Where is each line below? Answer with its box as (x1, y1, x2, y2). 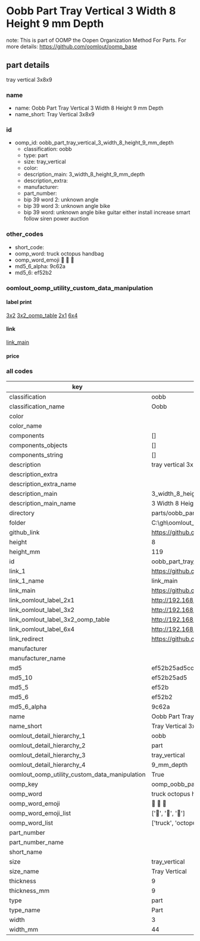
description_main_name (9, 499, 76, 507)
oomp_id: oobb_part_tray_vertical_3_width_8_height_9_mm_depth (14, 139, 174, 147)
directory (9, 508, 35, 517)
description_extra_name (9, 480, 76, 488)
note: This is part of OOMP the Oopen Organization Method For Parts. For (6, 36, 186, 44)
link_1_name (9, 576, 45, 585)
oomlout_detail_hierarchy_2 (9, 741, 86, 749)
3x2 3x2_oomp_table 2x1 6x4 (6, 312, 78, 319)
